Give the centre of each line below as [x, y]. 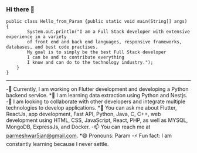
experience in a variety [36, 37]
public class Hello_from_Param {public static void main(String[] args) [97, 22]
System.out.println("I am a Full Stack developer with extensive [109, 32]
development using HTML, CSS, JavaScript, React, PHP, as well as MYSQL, [97, 120]
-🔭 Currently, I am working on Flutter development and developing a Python [97, 89]
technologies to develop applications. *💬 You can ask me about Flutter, [91, 108]
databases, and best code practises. [52, 47]
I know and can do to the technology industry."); [90, 63]
